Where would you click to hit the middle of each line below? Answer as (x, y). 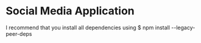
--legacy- (183, 27)
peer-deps (19, 33)
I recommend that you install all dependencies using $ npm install (88, 27)
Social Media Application (70, 11)
